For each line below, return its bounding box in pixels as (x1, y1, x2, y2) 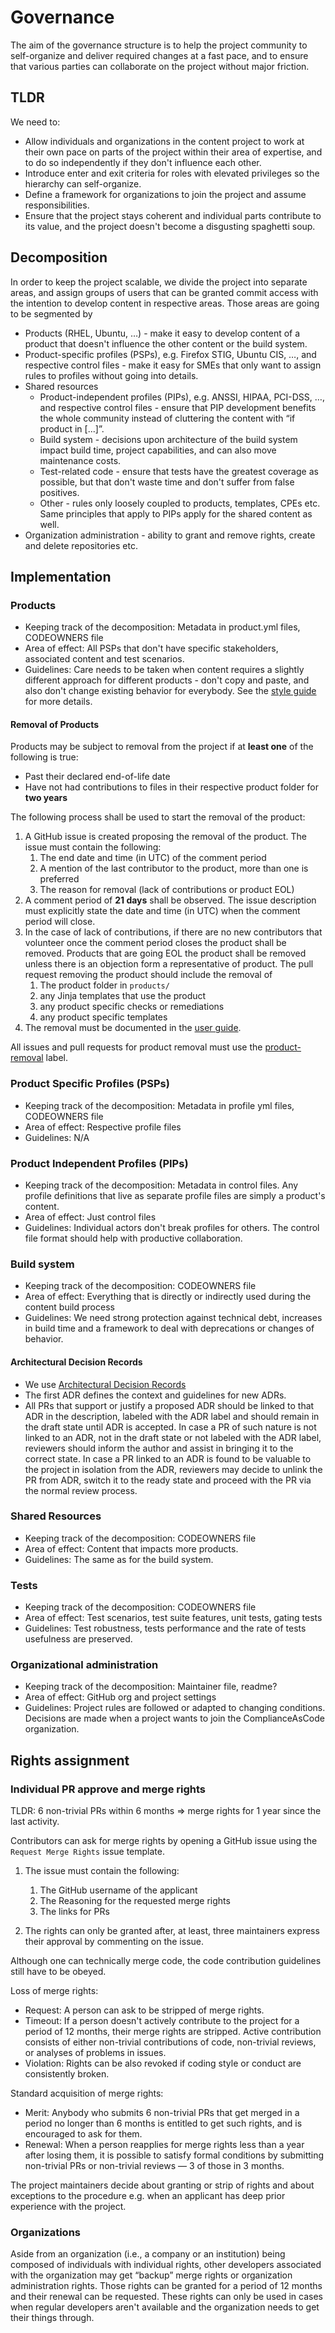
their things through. (10, 2312, 95, 2324)
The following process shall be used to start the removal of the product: (10, 811, 306, 823)
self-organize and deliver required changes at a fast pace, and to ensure (10, 49, 309, 61)
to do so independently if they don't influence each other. (24, 156, 262, 168)
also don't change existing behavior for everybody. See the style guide (24, 685, 317, 697)
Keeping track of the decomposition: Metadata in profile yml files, (24, 1099, 295, 1111)
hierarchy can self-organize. (24, 177, 142, 190)
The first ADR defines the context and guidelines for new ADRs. (24, 1389, 287, 1401)
